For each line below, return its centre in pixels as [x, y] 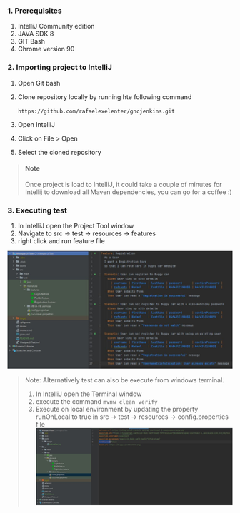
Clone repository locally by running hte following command [105, 97]
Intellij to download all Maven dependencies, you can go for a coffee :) [128, 192]
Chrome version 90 [46, 49]
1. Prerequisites [35, 11]
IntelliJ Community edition [56, 26]
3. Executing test [37, 210]
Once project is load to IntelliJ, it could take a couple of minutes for [124, 184]
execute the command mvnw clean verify [96, 402]
